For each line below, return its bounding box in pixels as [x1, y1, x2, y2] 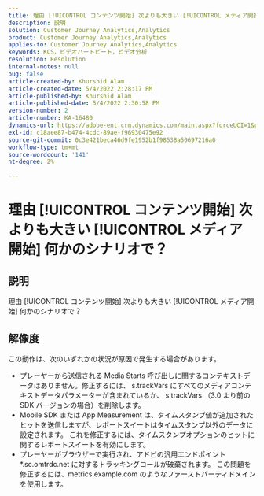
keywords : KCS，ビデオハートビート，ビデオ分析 [8, 48, 148, 56]
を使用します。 [19, 479, 68, 488]
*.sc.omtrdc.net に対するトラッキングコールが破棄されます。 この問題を [19, 459, 251, 468]
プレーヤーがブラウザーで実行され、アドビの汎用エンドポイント [19, 450, 226, 459]
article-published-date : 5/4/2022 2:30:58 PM [8, 99, 159, 107]
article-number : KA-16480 [8, 114, 93, 122]
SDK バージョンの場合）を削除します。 [19, 400, 145, 409]
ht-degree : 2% [8, 158, 55, 166]
